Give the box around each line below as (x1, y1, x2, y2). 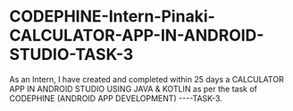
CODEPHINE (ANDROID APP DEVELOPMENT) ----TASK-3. (9, 92, 223, 104)
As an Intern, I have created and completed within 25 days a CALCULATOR (9, 73, 284, 84)
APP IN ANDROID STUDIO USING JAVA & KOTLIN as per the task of (9, 83, 257, 94)
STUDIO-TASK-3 (9, 45, 134, 64)
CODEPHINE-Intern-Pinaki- (9, 6, 216, 27)
